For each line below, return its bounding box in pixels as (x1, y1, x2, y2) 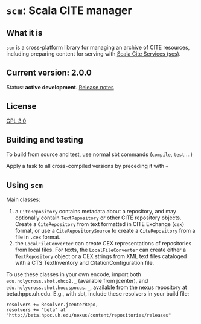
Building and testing (6, 135, 83, 145)
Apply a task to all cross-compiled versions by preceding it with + (6, 163, 169, 170)
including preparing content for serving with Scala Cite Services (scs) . (6, 50, 181, 57)
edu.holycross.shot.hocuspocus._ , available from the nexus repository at (6, 283, 187, 291)
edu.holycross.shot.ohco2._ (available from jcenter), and (6, 277, 148, 285)
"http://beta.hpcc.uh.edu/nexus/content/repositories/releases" (6, 313, 171, 319)
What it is (6, 28, 43, 38)
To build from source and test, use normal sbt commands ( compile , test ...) (6, 151, 193, 158)
